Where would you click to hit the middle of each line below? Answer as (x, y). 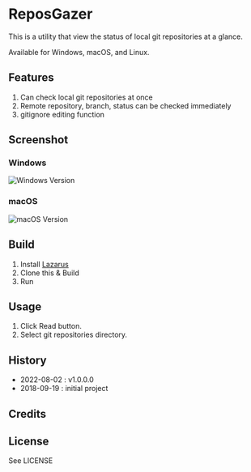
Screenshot (38, 140)
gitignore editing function (62, 114)
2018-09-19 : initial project (64, 389)
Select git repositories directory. (74, 335)
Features (31, 78)
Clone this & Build (49, 273)
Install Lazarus (44, 264)
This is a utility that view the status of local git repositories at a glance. (125, 36)
